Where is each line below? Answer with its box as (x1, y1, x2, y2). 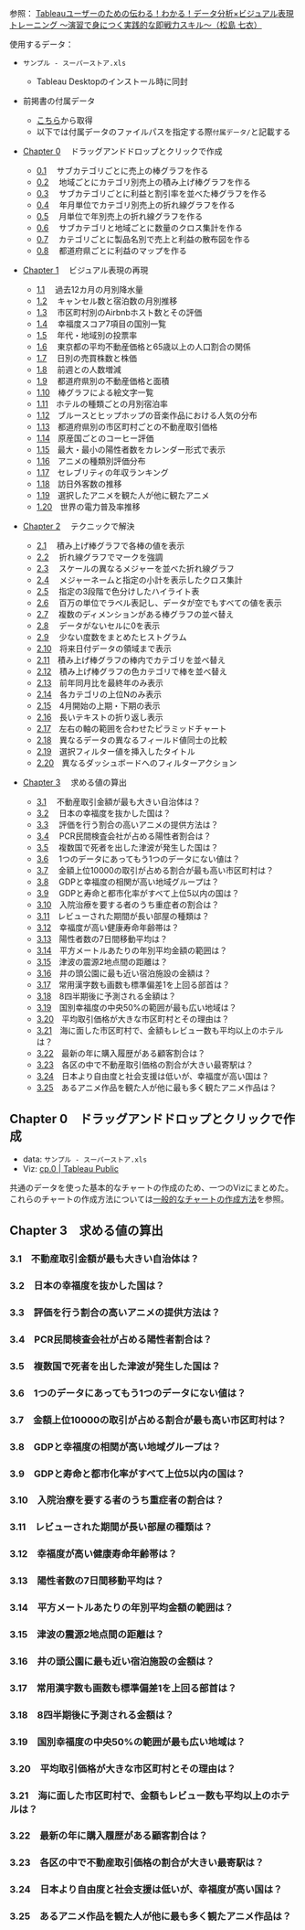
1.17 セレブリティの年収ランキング (36, 467, 169, 477)
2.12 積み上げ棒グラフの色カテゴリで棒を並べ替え (36, 666, 228, 677)
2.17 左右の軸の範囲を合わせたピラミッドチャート (36, 724, 227, 734)
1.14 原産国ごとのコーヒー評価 (36, 433, 154, 444)
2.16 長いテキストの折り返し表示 (36, 712, 163, 723)
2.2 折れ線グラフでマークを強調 (36, 552, 163, 563)
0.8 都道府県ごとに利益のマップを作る (36, 245, 187, 256)
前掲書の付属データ (22, 95, 96, 106)
